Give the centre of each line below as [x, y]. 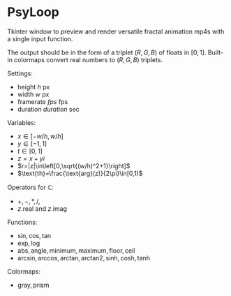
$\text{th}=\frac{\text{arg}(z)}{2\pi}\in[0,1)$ [80, 173]
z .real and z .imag [42, 208]
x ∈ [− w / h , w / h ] [40, 136]
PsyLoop [33, 12]
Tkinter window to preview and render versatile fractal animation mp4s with [116, 31]
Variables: [22, 122]
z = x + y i [31, 158]
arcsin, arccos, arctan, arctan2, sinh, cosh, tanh [83, 258]
